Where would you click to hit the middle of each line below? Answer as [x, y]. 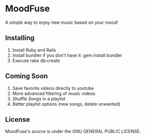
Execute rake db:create [36, 61]
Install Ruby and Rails [34, 50]
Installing [20, 38]
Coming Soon [27, 76]
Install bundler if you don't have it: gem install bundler [67, 55]
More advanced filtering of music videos [54, 93]
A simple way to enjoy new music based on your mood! [62, 22]
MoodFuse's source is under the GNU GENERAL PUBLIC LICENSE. [73, 132]
